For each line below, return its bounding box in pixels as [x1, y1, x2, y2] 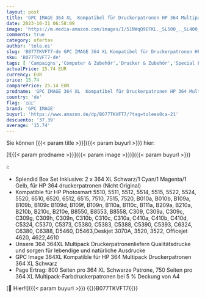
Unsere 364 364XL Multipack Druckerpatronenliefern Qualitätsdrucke [15, 241, 191, 248]
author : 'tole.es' [6, 43, 53, 49]
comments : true [6, 32, 45, 38]
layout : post [6, 9, 40, 15]
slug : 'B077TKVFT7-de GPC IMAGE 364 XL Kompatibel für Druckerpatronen [6, 49, 192, 55]
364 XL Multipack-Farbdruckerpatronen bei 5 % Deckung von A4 [15, 273, 180, 280]
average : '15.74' [6, 123, 51, 129]
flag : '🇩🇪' [6, 100, 37, 106]
